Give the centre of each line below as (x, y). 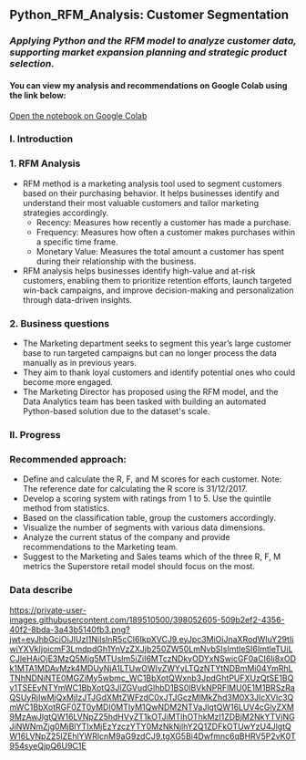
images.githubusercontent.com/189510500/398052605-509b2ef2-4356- (147, 619)
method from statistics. (66, 508)
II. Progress (35, 434)
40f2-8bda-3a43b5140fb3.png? (70, 630)
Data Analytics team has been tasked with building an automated (144, 401)
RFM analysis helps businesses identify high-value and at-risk (139, 271)
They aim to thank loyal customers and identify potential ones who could (159, 372)
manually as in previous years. (79, 363)
